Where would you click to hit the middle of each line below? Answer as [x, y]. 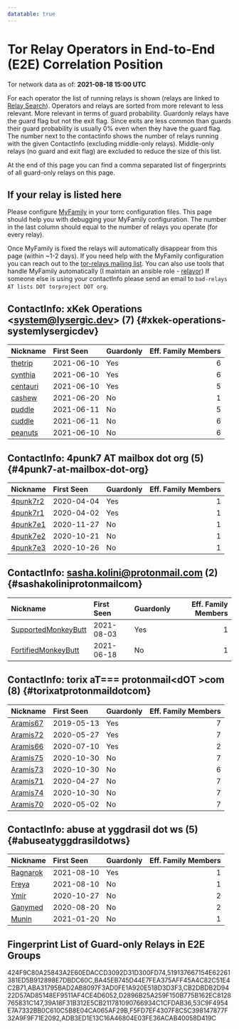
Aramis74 [27, 792]
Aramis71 [27, 781]
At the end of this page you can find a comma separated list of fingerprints [117, 165]
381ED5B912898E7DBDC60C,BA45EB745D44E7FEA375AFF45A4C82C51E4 [119, 981]
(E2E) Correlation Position [85, 64]
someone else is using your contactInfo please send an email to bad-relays [117, 279]
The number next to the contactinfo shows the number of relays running [113, 135]
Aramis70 [27, 804]
